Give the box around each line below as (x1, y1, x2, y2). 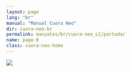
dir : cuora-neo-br (6, 25, 53, 32)
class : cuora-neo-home (6, 43, 63, 49)
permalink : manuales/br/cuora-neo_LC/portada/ (6, 31, 126, 38)
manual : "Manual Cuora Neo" (6, 20, 77, 26)
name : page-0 (6, 37, 39, 43)
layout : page (6, 8, 39, 15)
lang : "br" (6, 15, 34, 21)
